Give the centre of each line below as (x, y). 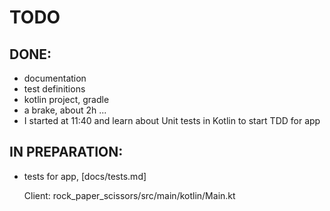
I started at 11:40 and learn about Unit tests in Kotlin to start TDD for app (172, 120)
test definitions (54, 89)
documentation (55, 78)
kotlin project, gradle (66, 99)
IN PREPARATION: (66, 152)
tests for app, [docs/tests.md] (85, 176)
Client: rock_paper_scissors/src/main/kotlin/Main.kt (129, 195)
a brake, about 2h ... (65, 110)
